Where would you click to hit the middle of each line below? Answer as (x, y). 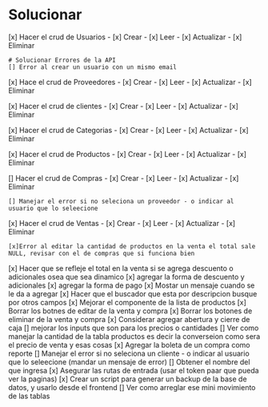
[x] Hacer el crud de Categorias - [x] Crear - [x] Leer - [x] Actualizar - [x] (129, 130)
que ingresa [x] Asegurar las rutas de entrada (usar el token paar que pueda (134, 370)
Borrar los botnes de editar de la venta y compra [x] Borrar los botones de (130, 311)
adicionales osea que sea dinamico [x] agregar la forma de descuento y (127, 276)
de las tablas (29, 396)
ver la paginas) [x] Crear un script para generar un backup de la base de (128, 379)
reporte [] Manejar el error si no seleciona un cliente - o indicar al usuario (129, 353)
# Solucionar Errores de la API (62, 60)
